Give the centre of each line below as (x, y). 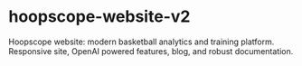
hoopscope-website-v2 (99, 17)
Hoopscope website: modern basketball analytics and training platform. (142, 42)
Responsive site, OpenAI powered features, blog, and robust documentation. (151, 51)
